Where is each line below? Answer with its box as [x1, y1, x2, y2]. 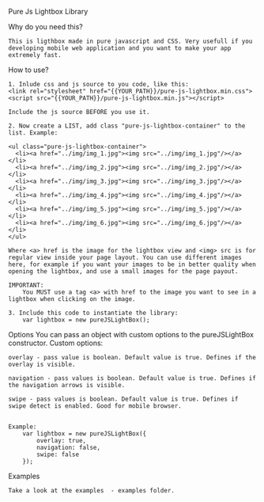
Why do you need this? [8, 22, 83, 31]
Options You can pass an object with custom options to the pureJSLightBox [8, 330, 255, 339]
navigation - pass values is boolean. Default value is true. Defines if [8, 375, 257, 382]
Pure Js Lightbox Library [8, 7, 89, 16]
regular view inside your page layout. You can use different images [8, 253, 243, 261]
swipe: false [36, 451, 80, 458]
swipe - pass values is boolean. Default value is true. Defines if [8, 395, 239, 403]
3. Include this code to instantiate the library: [8, 309, 179, 317]
